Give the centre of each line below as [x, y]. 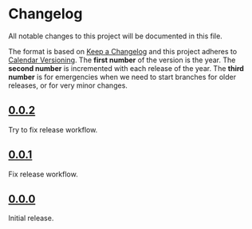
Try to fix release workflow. [53, 129]
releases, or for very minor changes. [68, 85]
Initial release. [31, 218]
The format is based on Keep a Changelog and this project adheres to [123, 51]
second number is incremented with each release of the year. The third [126, 68]
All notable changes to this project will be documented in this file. [116, 36]
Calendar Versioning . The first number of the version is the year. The [122, 60]
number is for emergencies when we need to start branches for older [122, 77]
